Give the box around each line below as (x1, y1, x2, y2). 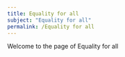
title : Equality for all (7, 10, 79, 17)
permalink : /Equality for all (7, 23, 95, 30)
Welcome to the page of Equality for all (7, 42, 119, 51)
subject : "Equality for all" (7, 17, 92, 24)
